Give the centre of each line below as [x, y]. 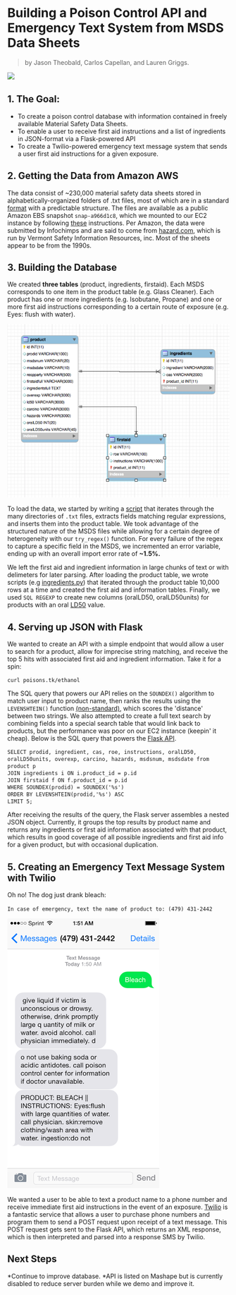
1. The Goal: [33, 99]
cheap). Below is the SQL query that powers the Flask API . [92, 738]
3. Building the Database [62, 267]
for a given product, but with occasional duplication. [83, 845]
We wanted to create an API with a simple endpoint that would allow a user [116, 644]
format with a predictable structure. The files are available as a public [108, 208]
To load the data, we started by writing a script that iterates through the [111, 509]
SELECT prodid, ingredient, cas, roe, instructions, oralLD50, [102, 753]
